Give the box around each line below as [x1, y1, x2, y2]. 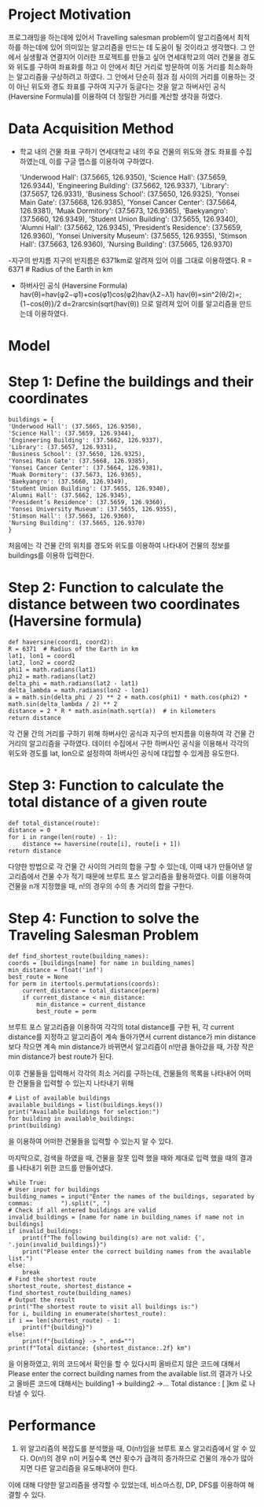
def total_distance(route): [8, 819, 101, 827]
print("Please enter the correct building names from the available [22, 1247, 251, 1256]
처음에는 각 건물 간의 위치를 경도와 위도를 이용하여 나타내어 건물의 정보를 [8, 541, 230, 550]
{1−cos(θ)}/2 [19, 299, 61, 308]
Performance [8, 1416, 97, 1435]
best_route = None [8, 973, 68, 981]
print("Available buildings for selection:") [8, 1108, 159, 1115]
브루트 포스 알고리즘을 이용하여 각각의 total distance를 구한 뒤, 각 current [8, 1022, 234, 1031]
